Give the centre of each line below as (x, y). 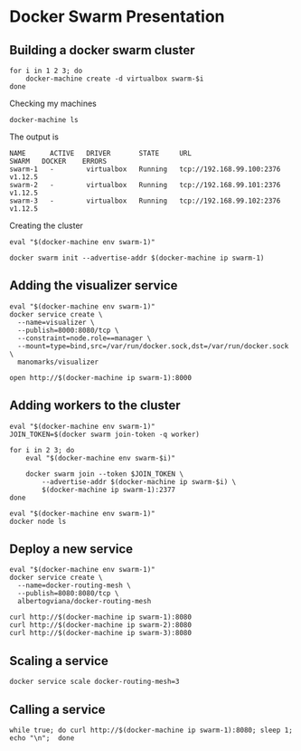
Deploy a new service (71, 549)
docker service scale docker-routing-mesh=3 (94, 682)
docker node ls (38, 521)
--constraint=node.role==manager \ (85, 338)
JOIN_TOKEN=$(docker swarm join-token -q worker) (105, 434)
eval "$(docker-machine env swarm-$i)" (101, 458)
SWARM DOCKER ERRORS (58, 161)
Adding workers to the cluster (95, 406)
